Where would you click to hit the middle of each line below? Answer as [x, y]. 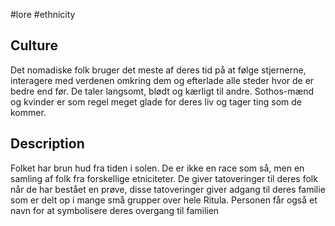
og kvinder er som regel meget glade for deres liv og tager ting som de [156, 101]
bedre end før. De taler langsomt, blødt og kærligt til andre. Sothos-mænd [162, 91]
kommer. [28, 112]
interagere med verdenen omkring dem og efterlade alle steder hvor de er [162, 80]
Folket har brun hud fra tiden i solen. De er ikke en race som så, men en [157, 168]
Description [47, 144]
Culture [34, 45]
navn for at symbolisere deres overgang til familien [115, 210]
